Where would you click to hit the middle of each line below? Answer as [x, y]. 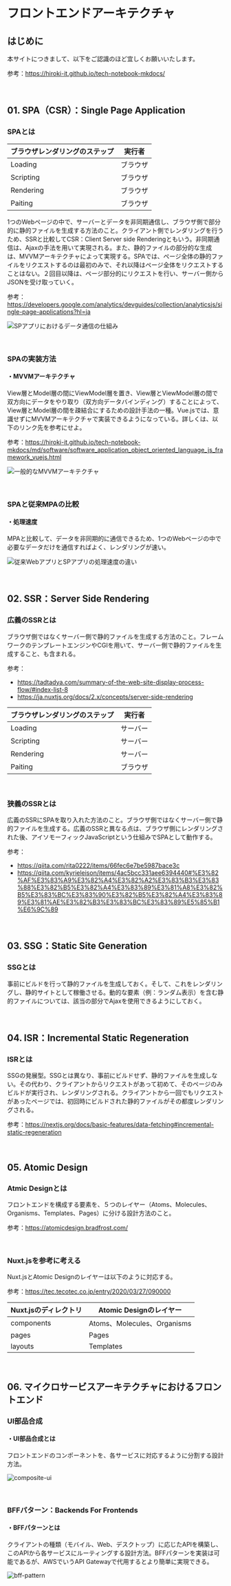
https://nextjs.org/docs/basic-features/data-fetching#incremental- [120, 1125]
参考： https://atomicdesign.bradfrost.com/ [68, 1227]
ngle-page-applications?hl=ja [49, 311]
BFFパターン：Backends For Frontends [73, 1510]
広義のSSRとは [32, 620]
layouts [22, 1346]
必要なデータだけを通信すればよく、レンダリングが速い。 [88, 547]
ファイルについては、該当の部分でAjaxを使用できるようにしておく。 [109, 1001]
